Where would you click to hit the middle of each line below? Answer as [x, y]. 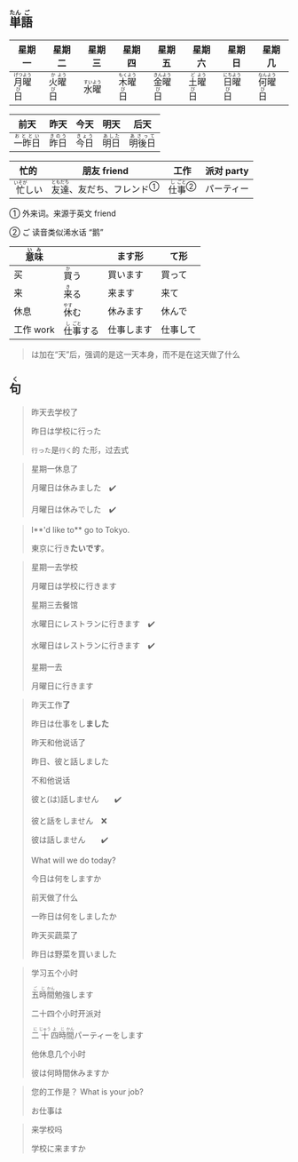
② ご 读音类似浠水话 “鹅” [56, 232]
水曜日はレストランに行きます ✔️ [93, 645]
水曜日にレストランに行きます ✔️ [93, 624]
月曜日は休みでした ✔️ [74, 509]
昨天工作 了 [51, 704]
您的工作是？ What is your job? [87, 1091]
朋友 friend [105, 171]
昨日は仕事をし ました [70, 723]
